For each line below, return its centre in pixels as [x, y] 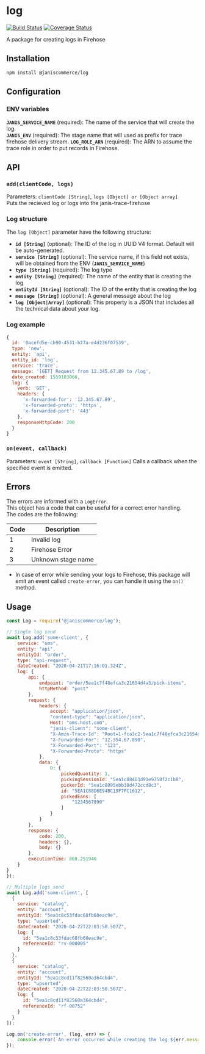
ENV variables [28, 109]
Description [63, 530]
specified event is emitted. [40, 467]
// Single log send [31, 632]
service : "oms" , [38, 643]
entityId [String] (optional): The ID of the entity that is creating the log [106, 289]
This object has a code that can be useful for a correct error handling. [94, 508]
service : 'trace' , [35, 366]
